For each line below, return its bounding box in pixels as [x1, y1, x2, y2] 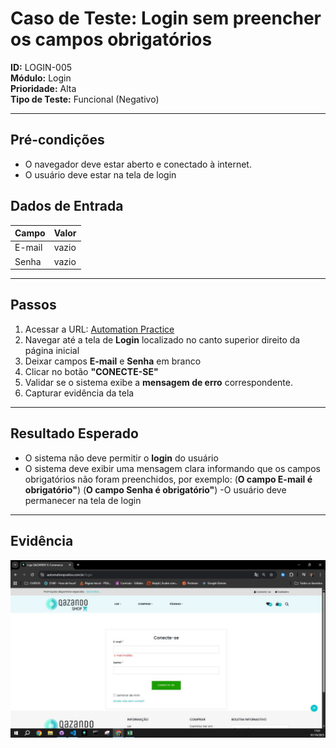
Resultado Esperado [10, 425, 139, 442]
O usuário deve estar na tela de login [24, 168, 177, 181]
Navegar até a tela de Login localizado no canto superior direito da [24, 333, 301, 346]
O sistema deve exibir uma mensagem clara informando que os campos [24, 462, 321, 474]
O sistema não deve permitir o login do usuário [24, 452, 219, 464]
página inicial [24, 344, 80, 356]
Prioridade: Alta [10, 82, 77, 94]
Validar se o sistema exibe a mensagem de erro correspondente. [24, 376, 293, 388]
